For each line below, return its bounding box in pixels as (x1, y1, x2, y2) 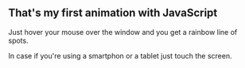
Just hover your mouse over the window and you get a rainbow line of (8, 27, 238, 36)
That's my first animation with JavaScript (8, 6, 218, 20)
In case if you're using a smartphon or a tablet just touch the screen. (8, 51, 232, 60)
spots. (8, 36, 29, 45)
